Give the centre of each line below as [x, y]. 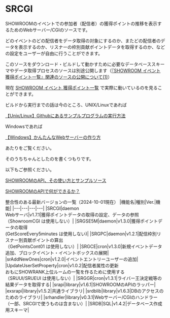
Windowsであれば [24, 126]
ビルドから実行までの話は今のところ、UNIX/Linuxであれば [66, 105]
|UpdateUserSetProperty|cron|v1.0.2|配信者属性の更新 [62, 265]
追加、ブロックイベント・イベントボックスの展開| [57, 252]
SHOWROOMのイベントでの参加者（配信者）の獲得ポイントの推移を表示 [81, 23]
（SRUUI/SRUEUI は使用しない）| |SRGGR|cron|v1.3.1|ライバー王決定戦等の [84, 278]
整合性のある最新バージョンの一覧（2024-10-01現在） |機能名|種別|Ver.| [81, 202]
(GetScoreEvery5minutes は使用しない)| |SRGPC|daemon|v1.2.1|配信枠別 [81, 234]
